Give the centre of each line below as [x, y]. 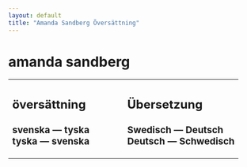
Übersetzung [165, 105]
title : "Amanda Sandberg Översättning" [74, 23]
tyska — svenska [51, 142]
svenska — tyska [51, 130]
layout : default [35, 15]
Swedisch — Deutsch [175, 130]
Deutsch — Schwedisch [181, 142]
